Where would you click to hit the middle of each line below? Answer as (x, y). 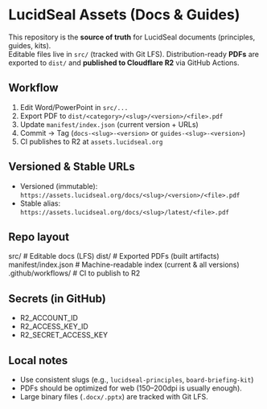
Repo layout (39, 237)
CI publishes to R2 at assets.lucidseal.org (91, 141)
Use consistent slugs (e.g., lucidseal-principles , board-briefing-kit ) (137, 380)
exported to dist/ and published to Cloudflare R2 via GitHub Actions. (124, 63)
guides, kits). (30, 45)
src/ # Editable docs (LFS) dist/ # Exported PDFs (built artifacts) (114, 256)
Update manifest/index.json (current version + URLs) (109, 124)
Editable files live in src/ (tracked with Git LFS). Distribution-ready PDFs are (134, 54)
